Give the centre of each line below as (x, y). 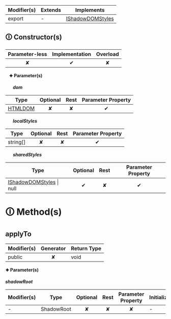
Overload (108, 54)
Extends (51, 10)
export (16, 19)
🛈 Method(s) (34, 212)
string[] (17, 142)
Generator (53, 248)
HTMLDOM (21, 108)
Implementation (72, 54)
